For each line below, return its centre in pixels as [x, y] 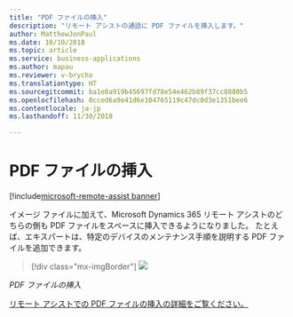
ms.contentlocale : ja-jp [55, 108]
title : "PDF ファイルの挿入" [59, 17]
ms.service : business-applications [75, 59]
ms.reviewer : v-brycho [51, 75]
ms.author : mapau [41, 67]
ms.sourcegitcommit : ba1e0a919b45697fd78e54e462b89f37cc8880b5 [129, 91]
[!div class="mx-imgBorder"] [84, 266]
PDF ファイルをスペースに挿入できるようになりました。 [152, 226]
